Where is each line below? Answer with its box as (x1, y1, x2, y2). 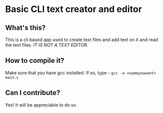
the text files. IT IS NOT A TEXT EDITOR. (5, 42, 89, 48)
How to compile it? (5, 56, 65, 65)
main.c (5, 75, 19, 80)
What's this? (5, 23, 46, 32)
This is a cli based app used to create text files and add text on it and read (5, 36, 158, 42)
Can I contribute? (5, 88, 61, 97)
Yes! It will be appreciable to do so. (5, 101, 78, 108)
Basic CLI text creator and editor (5, 3, 142, 15)
